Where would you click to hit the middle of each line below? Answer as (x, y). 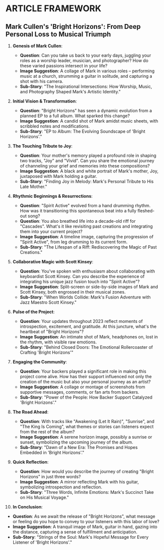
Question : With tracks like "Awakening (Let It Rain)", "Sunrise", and (87, 421)
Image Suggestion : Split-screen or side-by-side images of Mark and (89, 287)
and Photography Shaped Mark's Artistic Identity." (70, 92)
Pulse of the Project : (34, 312)
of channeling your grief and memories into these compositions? (85, 166)
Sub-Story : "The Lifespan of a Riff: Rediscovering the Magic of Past (88, 247)
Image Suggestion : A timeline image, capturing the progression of (87, 237)
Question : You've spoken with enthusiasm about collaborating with (87, 271)
